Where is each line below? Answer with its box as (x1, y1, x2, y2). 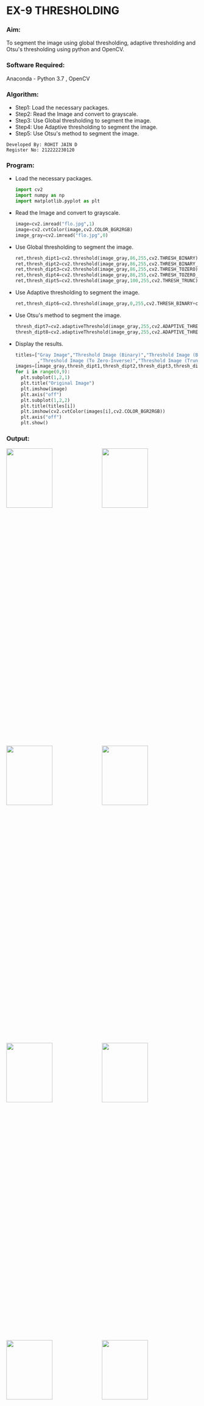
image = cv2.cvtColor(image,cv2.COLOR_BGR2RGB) (15, 226, 133, 232)
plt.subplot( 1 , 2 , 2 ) (21, 397, 71, 403)
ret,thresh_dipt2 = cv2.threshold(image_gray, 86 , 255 (15, 260, 147, 267)
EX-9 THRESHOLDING (6, 4, 120, 18)
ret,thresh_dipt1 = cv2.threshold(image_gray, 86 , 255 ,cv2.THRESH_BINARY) (15, 255, 199, 261)
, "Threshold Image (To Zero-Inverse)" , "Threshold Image (37, 357, 182, 363)
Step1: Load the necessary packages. (15, 104, 110, 112)
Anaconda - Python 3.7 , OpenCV (6, 74, 90, 82)
